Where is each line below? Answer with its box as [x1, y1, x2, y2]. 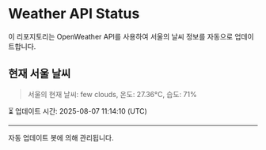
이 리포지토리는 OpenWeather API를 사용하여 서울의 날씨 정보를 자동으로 [8, 32, 234, 41]
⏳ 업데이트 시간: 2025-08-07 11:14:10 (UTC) [8, 106, 148, 115]
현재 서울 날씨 [8, 67, 71, 81]
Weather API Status [8, 5, 140, 23]
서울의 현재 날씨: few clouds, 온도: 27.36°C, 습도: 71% [27, 89, 197, 99]
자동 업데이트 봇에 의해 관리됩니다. [8, 133, 114, 142]
